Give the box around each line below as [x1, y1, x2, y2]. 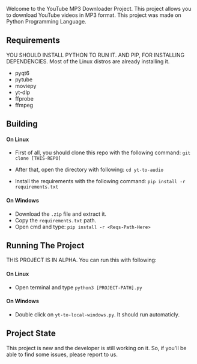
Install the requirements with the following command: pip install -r [14, 178, 186, 185]
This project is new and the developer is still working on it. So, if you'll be [6, 344, 187, 351]
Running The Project [6, 240, 85, 251]
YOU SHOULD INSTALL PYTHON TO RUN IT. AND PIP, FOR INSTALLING [6, 51, 185, 58]
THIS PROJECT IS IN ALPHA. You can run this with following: [6, 256, 157, 264]
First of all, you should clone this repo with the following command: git [14, 149, 191, 156]
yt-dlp [14, 89, 31, 96]
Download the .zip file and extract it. [14, 210, 107, 218]
